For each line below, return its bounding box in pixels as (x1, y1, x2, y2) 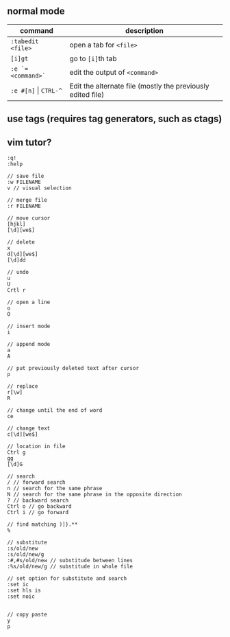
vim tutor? (7, 137, 52, 148)
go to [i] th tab (69, 54, 117, 63)
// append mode (7, 341, 51, 348)
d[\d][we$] (7, 251, 38, 258)
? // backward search (7, 497, 69, 504)
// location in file (7, 443, 66, 450)
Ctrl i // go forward (7, 509, 69, 516)
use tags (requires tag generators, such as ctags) (7, 113, 222, 125)
